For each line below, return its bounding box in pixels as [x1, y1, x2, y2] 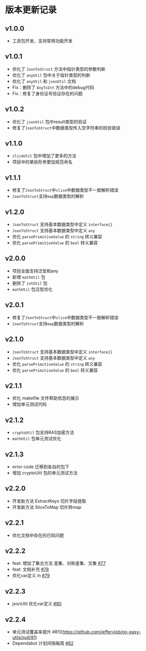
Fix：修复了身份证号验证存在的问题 [12, 90, 83, 96]
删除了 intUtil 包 [12, 280, 48, 286]
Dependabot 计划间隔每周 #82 [12, 640, 74, 646]
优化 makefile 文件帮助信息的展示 [12, 395, 79, 401]
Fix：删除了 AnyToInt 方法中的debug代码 [12, 84, 95, 90]
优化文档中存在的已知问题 [12, 532, 64, 538]
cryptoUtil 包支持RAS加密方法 [12, 429, 74, 435]
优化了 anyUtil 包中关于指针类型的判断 [12, 72, 91, 78]
